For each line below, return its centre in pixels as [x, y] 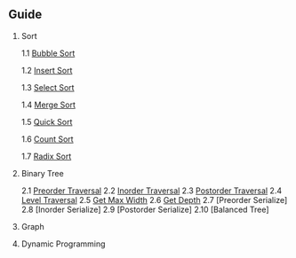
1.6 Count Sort [47, 139]
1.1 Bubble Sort [48, 53]
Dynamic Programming [63, 244]
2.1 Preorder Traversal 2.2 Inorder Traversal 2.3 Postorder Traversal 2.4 [151, 191]
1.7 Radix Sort [46, 156]
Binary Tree [42, 173]
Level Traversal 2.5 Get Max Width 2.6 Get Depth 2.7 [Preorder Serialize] [154, 199]
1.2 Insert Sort [47, 70]
